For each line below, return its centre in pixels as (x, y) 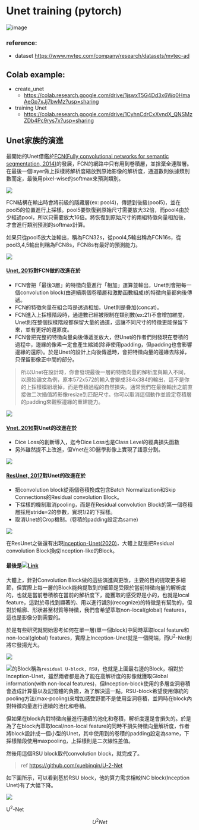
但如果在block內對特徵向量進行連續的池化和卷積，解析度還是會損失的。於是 (99, 719)
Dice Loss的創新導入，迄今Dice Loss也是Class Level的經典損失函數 (97, 442)
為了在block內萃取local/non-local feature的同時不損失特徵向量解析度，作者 (98, 726)
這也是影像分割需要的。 (35, 617)
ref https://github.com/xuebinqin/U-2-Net (72, 766)
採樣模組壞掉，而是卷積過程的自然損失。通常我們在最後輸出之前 (109, 387)
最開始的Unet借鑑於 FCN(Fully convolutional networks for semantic (88, 156)
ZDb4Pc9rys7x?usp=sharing (59, 121)
